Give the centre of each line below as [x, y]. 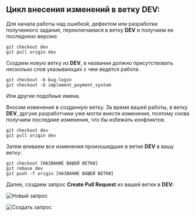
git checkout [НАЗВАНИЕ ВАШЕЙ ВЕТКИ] [52, 163]
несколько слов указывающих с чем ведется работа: [73, 69]
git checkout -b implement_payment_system [59, 85]
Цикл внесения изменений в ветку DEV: [83, 10]
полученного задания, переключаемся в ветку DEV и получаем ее [90, 30]
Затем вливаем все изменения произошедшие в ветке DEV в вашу [90, 146]
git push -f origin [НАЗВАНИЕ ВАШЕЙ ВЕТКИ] [60, 173]
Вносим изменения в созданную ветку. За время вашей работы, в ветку [97, 107]
